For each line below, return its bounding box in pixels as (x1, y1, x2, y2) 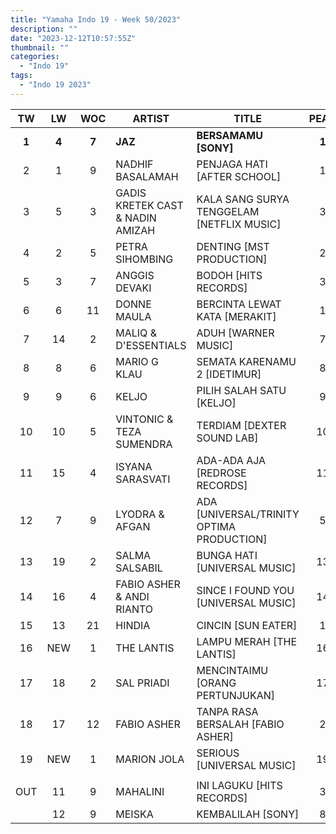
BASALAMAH (115, 169, 179, 183)
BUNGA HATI (196, 548, 258, 562)
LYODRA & (115, 507, 165, 521)
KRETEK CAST (115, 198, 184, 212)
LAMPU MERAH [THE (196, 634, 298, 648)
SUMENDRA (115, 437, 173, 451)
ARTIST (132, 111, 170, 125)
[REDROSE (196, 466, 247, 480)
